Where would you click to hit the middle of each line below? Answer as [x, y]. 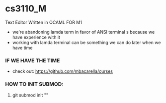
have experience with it [36, 37]
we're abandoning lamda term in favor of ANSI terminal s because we [83, 32]
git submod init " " [30, 95]
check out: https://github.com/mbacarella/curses [63, 71]
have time [22, 48]
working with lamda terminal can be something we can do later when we [86, 42]
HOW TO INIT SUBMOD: [34, 84]
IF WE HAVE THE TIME [33, 60]
